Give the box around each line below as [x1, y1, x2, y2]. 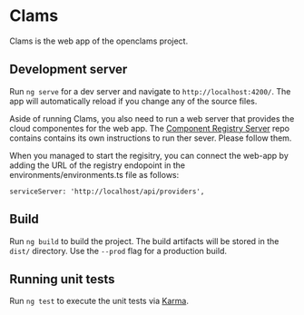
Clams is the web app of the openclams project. [9, 35, 189, 46]
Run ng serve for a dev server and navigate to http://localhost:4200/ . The [9, 85, 291, 96]
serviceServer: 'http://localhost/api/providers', [9, 187, 205, 196]
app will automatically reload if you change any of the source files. [9, 95, 258, 106]
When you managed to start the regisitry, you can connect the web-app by [9, 150, 289, 161]
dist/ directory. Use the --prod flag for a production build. [9, 245, 227, 256]
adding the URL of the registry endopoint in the [9, 160, 186, 171]
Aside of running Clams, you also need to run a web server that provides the [9, 113, 295, 123]
